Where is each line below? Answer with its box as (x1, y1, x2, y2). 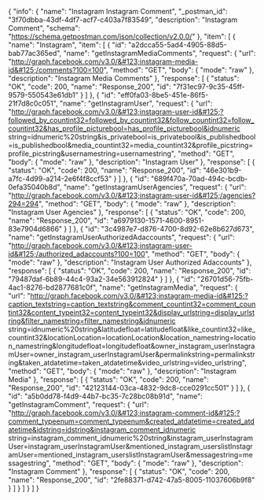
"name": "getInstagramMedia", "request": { (99, 283, 238, 292)
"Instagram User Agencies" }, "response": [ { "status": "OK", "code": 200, (8, 208, 246, 217)
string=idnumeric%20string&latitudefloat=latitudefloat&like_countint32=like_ (8, 324, 255, 334)
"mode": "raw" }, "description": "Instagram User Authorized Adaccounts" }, (8, 257, 252, 267)
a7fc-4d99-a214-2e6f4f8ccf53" (8, 174, 112, 183)
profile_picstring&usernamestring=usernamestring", (8, 149, 177, 158)
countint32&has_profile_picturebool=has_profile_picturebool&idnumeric (8, 124, 241, 133)
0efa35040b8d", (8, 183, 62, 191)
